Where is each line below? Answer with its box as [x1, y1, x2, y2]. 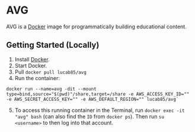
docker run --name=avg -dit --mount [6, 86, 97, 92]
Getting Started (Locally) [6, 40, 100, 50]
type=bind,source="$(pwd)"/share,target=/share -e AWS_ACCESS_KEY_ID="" [6, 91, 190, 97]
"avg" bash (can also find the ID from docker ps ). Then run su [14, 113, 165, 120]
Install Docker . [14, 55, 50, 62]
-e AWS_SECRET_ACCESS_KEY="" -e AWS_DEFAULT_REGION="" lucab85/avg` [6, 96, 179, 102]
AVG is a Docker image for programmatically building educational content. [6, 23, 187, 30]
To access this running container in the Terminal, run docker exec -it [14, 107, 185, 114]
